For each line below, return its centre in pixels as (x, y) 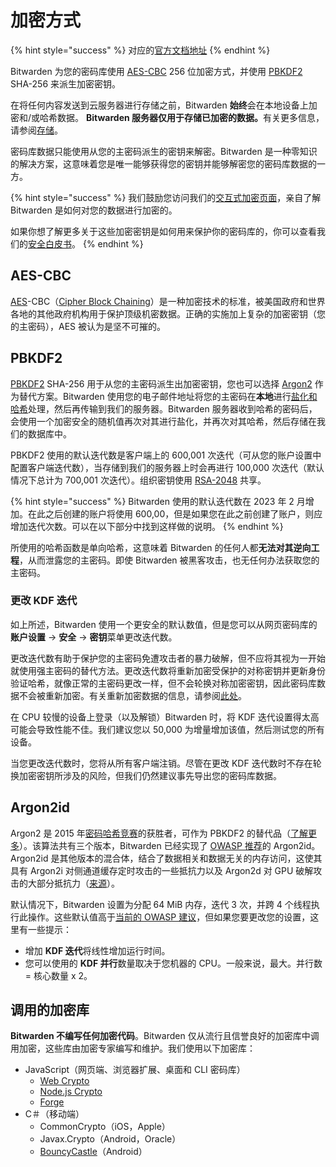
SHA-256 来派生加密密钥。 (66, 83)
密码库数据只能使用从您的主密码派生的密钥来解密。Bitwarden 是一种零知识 (164, 151)
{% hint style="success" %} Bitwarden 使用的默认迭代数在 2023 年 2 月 (158, 501)
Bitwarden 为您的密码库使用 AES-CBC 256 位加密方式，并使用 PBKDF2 (156, 71)
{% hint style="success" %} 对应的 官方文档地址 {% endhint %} (140, 50)
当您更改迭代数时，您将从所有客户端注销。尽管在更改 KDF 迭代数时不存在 (161, 763)
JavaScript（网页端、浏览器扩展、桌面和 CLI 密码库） (135, 1070)
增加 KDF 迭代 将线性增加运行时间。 (97, 950)
